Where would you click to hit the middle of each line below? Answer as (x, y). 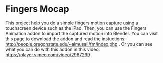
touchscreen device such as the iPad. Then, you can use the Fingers (76, 28)
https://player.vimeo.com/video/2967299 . (49, 55)
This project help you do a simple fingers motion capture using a (72, 23)
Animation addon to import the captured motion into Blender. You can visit (81, 33)
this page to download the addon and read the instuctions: (66, 39)
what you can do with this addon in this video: (53, 49)
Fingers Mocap (37, 9)
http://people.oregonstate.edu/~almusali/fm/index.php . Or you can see (79, 44)
